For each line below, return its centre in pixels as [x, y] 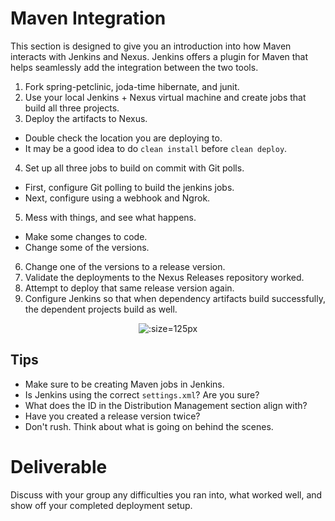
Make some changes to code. [86, 236]
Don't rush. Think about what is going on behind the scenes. [149, 426]
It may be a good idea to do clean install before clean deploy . [156, 148]
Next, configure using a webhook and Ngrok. [117, 198]
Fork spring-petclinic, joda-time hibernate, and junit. [132, 86]
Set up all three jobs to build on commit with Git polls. [134, 168]
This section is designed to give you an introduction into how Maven [151, 46]
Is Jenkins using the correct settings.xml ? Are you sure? [142, 394]
